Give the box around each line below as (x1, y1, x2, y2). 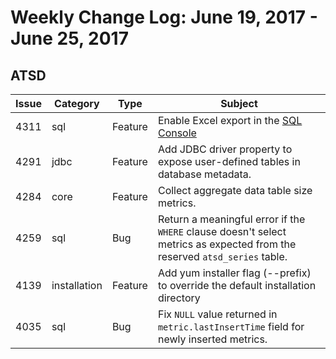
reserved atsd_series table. (157, 250, 288, 263)
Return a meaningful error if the (157, 212, 306, 226)
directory (157, 291, 201, 305)
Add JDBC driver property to (157, 142, 293, 156)
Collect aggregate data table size (157, 184, 313, 197)
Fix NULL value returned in (157, 307, 278, 321)
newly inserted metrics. (157, 332, 268, 346)
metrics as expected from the (157, 237, 297, 251)
